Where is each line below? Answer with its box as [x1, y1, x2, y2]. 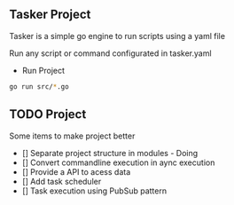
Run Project [21, 65, 65, 75]
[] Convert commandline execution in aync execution [21, 157, 215, 168]
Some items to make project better [9, 130, 136, 141]
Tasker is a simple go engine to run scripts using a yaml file [9, 30, 226, 41]
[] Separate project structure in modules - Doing [21, 147, 199, 158]
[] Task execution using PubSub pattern [21, 185, 167, 196]
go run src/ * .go [9, 82, 69, 91]
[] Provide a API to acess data [21, 166, 131, 177]
